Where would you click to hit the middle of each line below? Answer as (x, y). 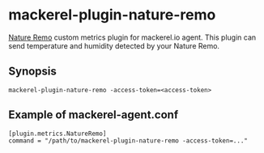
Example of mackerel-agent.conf (94, 115)
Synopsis (32, 72)
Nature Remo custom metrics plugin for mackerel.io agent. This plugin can (132, 37)
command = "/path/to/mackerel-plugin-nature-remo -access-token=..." (128, 140)
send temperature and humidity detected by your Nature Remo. (114, 45)
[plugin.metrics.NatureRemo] (57, 134)
